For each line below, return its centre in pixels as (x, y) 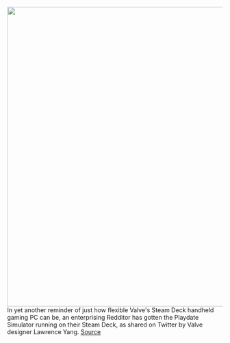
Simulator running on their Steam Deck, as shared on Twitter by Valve (105, 325)
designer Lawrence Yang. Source (54, 332)
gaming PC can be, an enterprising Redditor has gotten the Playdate (103, 317)
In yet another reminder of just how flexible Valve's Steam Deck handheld (111, 310)
